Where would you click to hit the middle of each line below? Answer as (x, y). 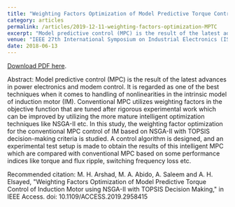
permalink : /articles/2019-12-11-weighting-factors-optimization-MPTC (112, 26)
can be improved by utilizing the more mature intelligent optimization (106, 116)
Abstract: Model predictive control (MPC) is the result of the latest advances (117, 79)
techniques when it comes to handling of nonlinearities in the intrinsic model (117, 94)
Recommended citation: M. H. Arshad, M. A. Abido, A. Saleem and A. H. (110, 174)
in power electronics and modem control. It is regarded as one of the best (113, 87)
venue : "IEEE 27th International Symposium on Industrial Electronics (112, 40)
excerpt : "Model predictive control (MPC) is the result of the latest (114, 33)
